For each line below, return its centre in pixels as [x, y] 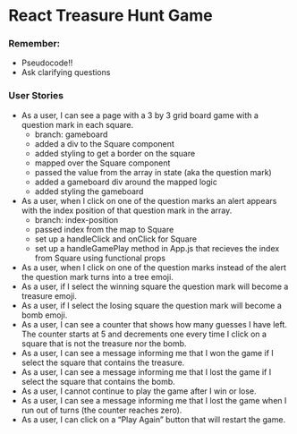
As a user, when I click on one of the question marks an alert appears [149, 200]
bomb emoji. [44, 315]
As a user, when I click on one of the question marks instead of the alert [154, 267]
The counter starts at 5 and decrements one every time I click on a [144, 334]
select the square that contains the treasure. [103, 362]
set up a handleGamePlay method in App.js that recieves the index [157, 248]
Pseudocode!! [47, 63]
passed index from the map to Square [104, 229]
